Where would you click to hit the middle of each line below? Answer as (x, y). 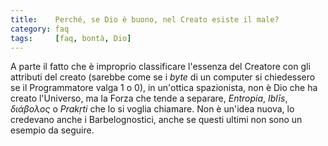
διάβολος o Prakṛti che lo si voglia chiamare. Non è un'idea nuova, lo (152, 109)
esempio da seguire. (52, 130)
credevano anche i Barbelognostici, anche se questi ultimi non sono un (156, 120)
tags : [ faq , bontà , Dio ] (71, 38)
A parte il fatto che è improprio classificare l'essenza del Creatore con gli (160, 67)
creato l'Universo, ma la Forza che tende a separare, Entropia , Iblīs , (149, 98)
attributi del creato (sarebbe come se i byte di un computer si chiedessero (163, 77)
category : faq (40, 29)
